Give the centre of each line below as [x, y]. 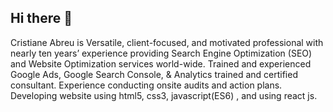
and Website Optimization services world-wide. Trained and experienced [161, 63]
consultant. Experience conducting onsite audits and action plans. [146, 85]
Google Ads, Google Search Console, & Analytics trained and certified [154, 74]
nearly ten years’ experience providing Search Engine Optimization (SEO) [161, 53]
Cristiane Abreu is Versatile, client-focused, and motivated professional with [167, 42]
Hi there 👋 [41, 18]
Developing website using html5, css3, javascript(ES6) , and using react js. [164, 95]
